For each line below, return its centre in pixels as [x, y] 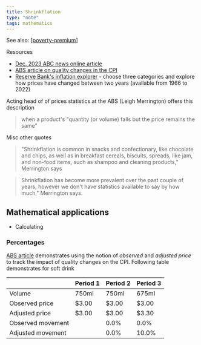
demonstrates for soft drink [40, 268]
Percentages [25, 243]
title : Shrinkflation [34, 12]
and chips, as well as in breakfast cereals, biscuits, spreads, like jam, [107, 156]
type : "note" [23, 18]
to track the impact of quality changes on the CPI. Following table [88, 262]
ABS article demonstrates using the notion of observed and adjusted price [99, 255]
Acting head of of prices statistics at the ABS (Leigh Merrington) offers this [100, 101]
